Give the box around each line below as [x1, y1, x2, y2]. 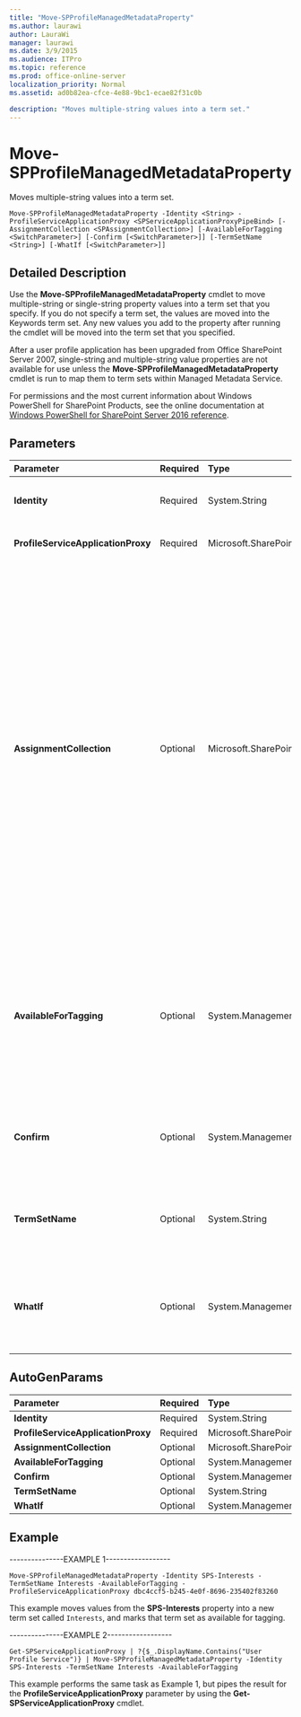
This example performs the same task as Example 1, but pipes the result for [9, 1678, 288, 1689]
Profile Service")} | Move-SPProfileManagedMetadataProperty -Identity [9, 1654, 282, 1664]
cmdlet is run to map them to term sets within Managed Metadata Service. [9, 374, 283, 384]
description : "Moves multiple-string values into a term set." [9, 104, 251, 113]
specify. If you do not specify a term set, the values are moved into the [9, 308, 271, 319]
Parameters [9, 436, 76, 451]
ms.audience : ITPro [9, 55, 82, 64]
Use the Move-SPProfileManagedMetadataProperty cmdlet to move [9, 289, 266, 300]
